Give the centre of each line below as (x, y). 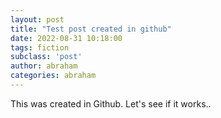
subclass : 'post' (46, 57)
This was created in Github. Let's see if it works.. (111, 103)
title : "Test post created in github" (91, 29)
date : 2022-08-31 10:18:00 (66, 38)
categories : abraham (53, 76)
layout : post (37, 19)
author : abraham (44, 66)
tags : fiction (40, 47)
